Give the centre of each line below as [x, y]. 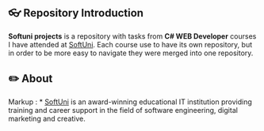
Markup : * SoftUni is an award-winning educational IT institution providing [130, 102]
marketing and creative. [47, 118]
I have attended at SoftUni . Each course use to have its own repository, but [130, 44]
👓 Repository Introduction [76, 13]
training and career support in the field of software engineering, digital [123, 110]
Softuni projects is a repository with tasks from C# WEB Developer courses [132, 36]
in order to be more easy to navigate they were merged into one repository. [131, 53]
